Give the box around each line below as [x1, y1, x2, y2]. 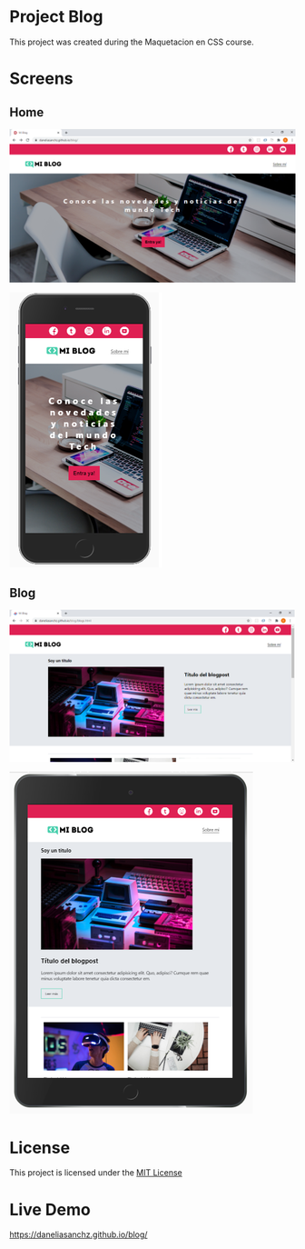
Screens [9, 68, 74, 89]
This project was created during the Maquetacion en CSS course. [9, 36, 254, 47]
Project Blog [9, 6, 103, 27]
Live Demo [9, 1199, 91, 1220]
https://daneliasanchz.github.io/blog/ [9, 1229, 148, 1240]
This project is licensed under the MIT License [9, 1167, 183, 1178]
